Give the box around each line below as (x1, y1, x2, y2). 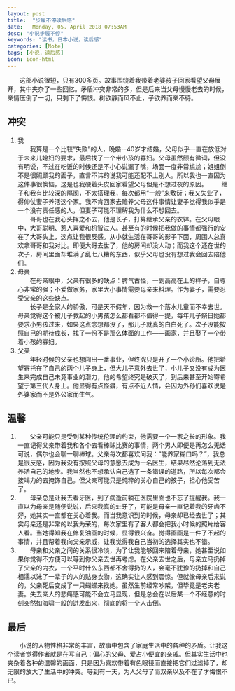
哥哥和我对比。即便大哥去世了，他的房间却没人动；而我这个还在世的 (29, 241, 226, 249)
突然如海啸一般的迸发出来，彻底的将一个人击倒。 (23, 598, 165, 607)
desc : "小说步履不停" (7, 29, 64, 37)
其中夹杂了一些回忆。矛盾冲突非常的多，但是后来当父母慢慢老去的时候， (19, 85, 228, 93)
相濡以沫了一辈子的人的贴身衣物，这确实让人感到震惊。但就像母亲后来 (17, 573, 220, 581)
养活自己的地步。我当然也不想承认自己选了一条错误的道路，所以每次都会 (17, 467, 226, 476)
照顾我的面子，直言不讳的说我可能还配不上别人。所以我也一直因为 (36, 171, 226, 179)
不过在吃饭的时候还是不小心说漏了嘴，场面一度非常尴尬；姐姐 (41, 162, 220, 170)
